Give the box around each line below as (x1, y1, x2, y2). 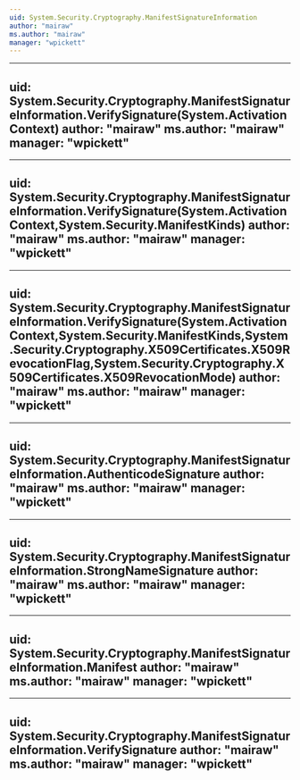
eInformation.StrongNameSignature (9, 563, 214, 578)
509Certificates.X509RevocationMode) (9, 370, 237, 385)
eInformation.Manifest (9, 659, 138, 675)
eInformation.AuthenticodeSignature (9, 466, 221, 482)
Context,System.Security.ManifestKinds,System (9, 328, 288, 344)
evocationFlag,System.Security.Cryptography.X (9, 356, 285, 372)
